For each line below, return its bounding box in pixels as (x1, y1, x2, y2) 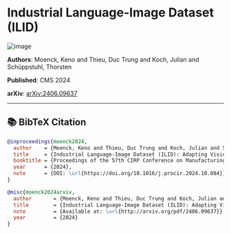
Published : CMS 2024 (7, 75, 71, 84)
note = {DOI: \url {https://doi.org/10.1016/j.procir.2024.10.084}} (13, 170, 226, 177)
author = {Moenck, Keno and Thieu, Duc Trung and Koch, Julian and (13, 144, 220, 152)
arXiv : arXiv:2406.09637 (7, 89, 78, 97)
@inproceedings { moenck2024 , (7, 138, 88, 145)
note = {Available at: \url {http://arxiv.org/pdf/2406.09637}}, (13, 208, 226, 215)
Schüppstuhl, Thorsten (7, 62, 72, 71)
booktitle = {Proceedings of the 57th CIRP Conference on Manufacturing (13, 157, 226, 164)
